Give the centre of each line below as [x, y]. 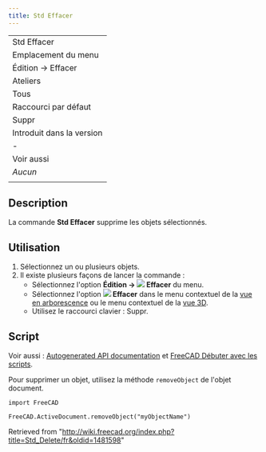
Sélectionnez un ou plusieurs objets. [79, 267]
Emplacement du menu [56, 54]
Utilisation [34, 248]
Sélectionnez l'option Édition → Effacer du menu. [118, 285]
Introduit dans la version [58, 133]
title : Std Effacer [41, 16]
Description [38, 204]
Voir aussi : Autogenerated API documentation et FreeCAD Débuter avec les [133, 356]
